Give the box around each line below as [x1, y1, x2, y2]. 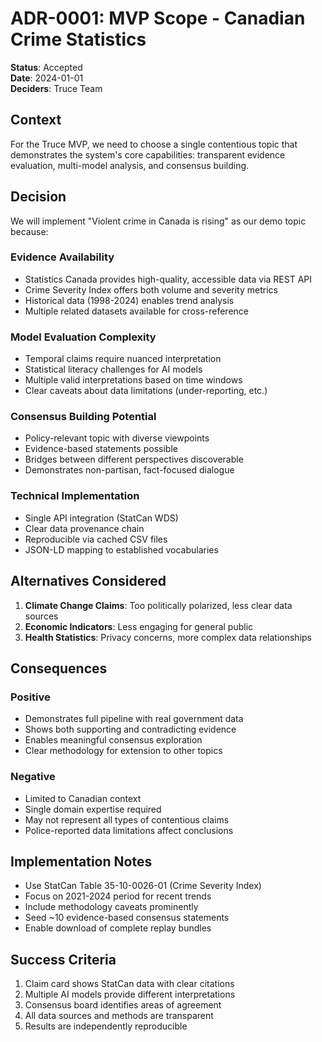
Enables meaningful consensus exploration [24, 734, 203, 746]
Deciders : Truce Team [10, 82, 103, 94]
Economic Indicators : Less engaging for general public [24, 620, 254, 632]
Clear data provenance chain [24, 522, 145, 534]
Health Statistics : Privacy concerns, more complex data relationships [24, 631, 312, 643]
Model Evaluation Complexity [10, 330, 157, 344]
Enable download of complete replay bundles [24, 922, 212, 934]
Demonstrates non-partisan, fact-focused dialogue [24, 464, 235, 476]
